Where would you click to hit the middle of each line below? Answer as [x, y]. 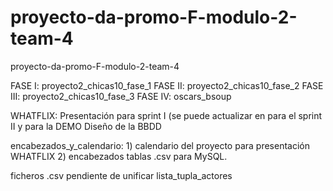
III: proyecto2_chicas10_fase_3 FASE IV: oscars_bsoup [121, 96]
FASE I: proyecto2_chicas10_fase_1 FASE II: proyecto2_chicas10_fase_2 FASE [167, 85]
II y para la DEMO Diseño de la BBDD [86, 126]
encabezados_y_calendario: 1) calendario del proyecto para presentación [160, 145]
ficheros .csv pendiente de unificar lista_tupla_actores [121, 175]
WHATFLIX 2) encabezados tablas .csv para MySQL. [119, 156]
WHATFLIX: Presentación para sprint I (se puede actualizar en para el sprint [166, 115]
